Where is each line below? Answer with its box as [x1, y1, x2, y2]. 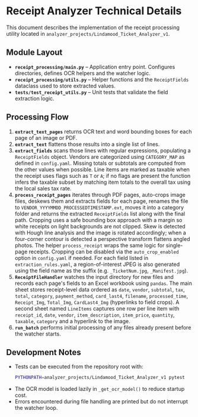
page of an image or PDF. [14, 134, 78, 141]
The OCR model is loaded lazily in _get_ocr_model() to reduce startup [14, 385, 185, 393]
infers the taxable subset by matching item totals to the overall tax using [14, 178, 191, 186]
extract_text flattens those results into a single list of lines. [14, 140, 160, 148]
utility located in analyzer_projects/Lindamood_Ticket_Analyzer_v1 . [6, 30, 170, 37]
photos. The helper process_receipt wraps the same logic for [14, 242, 165, 249]
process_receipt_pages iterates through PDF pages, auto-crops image [14, 191, 186, 198]
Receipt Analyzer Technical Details [6, 4, 182, 18]
